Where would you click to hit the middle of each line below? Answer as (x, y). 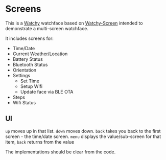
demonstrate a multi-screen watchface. (47, 28)
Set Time (30, 81)
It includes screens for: (29, 38)
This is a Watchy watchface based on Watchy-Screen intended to (74, 23)
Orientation (25, 70)
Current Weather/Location (40, 54)
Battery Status (28, 59)
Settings (21, 75)
